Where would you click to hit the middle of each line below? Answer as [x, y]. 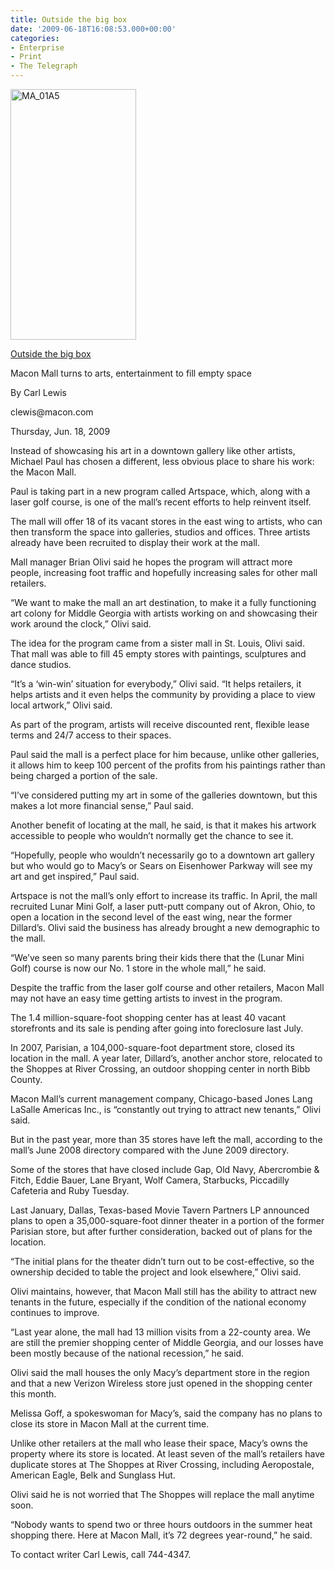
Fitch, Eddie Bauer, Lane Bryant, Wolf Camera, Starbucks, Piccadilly [150, 1180]
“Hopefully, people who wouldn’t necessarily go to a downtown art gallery [162, 855]
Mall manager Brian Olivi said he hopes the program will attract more [151, 562]
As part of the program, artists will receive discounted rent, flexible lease [160, 724]
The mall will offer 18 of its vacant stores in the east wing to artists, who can [166, 521]
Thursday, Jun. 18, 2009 [60, 431]
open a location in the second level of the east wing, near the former [151, 917]
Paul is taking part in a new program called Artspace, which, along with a [160, 491]
